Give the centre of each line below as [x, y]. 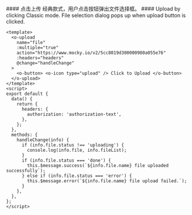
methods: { [25, 135]
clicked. [16, 21]
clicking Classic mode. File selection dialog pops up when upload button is [96, 15]
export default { [27, 94]
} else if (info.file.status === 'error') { [77, 176]
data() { [22, 99]
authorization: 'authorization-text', [74, 114]
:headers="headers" [40, 58]
